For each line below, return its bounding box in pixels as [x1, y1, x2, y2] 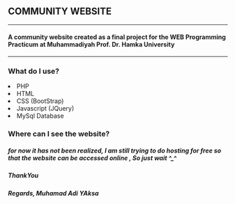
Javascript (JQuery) [17, 104, 75, 113]
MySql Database [17, 111, 65, 120]
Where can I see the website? [8, 129, 110, 139]
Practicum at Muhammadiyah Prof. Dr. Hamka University [8, 40, 175, 49]
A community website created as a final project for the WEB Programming [8, 33, 226, 41]
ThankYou [8, 171, 39, 180]
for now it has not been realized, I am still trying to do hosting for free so [8, 146, 222, 155]
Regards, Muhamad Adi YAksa [8, 189, 100, 197]
